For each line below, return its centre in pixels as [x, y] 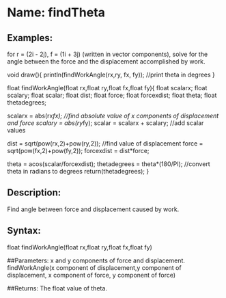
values [16, 130]
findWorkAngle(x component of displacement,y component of [95, 267]
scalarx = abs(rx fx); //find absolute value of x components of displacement [113, 116]
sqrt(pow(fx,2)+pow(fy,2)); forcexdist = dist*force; [78, 151]
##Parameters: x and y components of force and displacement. [96, 260]
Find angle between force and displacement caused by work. [93, 209]
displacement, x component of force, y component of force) [91, 275]
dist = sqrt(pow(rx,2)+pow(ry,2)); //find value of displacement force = [105, 144]
